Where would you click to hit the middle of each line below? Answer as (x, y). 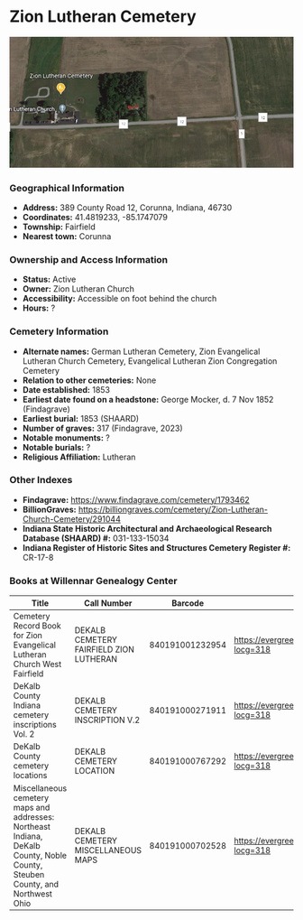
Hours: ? (39, 308)
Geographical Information (67, 188)
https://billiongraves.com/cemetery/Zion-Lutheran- (173, 509)
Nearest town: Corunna (67, 236)
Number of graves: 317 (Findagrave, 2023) (102, 428)
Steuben (29, 874)
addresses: (34, 817)
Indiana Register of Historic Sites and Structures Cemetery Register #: (156, 547)
